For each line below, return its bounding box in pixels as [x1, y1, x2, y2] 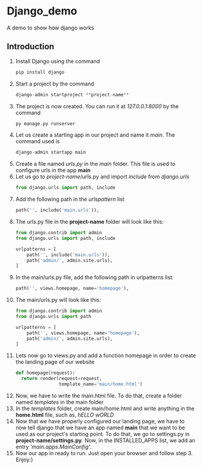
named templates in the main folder [15, 399, 104, 405]
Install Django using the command [15, 57, 100, 64]
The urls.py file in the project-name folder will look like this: [15, 218, 164, 225]
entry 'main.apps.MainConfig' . [15, 443, 92, 450]
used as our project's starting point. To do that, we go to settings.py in [15, 431, 190, 437]
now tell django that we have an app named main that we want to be [15, 424, 185, 431]
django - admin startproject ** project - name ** [15, 91, 129, 97]
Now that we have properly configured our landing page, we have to [15, 418, 185, 425]
